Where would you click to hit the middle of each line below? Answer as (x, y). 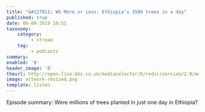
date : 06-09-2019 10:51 (37, 23)
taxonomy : (19, 29)
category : (30, 35)
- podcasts (45, 51)
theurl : (16, 74)
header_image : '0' (30, 68)
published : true (27, 18)
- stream (42, 40)
